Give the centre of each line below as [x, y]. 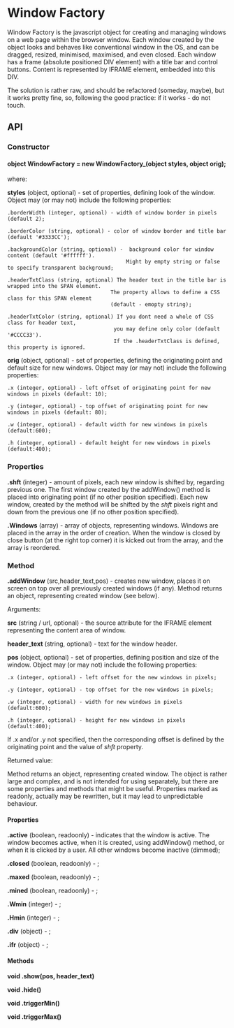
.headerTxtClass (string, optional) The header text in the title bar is [117, 280]
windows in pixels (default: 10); [58, 394]
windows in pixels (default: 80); [58, 413]
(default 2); [26, 219]
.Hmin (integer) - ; [34, 918]
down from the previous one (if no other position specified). [93, 512]
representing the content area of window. [67, 630]
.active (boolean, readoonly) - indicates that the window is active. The [108, 835]
